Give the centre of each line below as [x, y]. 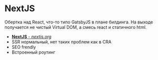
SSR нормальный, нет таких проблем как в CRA [61, 41]
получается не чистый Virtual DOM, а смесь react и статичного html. [76, 27]
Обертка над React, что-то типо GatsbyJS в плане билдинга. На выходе [79, 22]
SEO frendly [24, 47]
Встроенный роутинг [33, 52]
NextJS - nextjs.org [31, 37]
